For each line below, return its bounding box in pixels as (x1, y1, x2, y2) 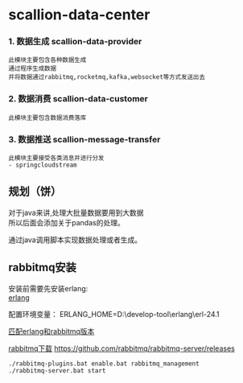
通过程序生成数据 (8, 64, 57, 73)
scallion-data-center (8, 6, 150, 24)
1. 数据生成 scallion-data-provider (8, 36, 142, 47)
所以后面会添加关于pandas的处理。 (8, 217, 125, 227)
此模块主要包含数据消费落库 (8, 113, 87, 121)
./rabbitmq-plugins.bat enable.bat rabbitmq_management (8, 360, 200, 368)
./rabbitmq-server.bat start (8, 366, 106, 375)
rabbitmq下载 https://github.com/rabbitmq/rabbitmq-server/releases (8, 344, 235, 353)
